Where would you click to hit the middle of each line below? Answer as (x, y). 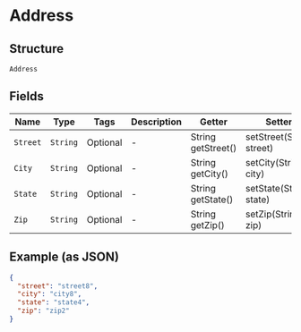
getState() (212, 200)
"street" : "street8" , (58, 286)
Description (156, 122)
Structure (37, 49)
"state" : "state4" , (54, 302)
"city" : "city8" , (50, 294)
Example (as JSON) (64, 257)
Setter (279, 122)
